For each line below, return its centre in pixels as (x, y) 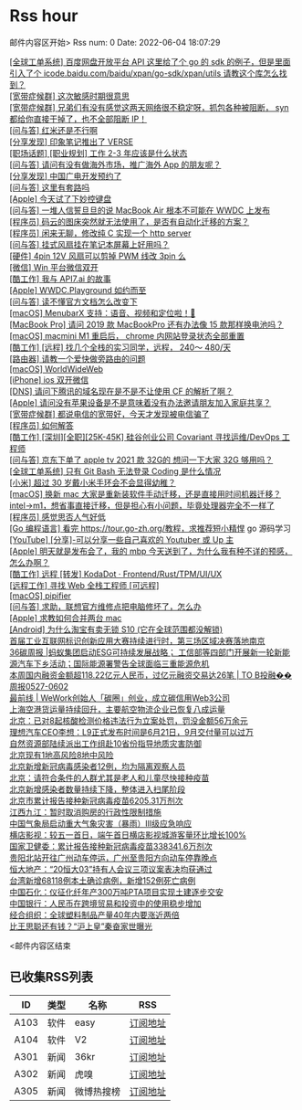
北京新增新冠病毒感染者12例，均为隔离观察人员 (98, 766)
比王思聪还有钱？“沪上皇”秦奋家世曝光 (81, 926)
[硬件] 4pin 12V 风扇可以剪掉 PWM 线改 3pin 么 (98, 256)
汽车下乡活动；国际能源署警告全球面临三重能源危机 (113, 663)
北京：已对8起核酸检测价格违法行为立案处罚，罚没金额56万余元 (129, 720)
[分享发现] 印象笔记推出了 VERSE (72, 142)
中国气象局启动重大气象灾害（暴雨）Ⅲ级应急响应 (101, 823)
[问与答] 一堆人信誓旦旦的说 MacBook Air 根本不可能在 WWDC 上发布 (140, 210)
